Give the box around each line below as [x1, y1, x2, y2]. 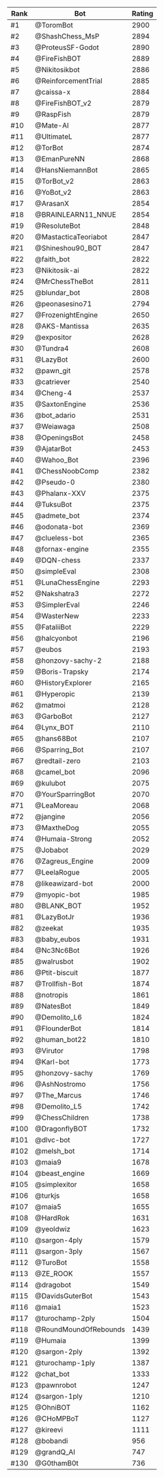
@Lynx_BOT [35, 723, 74, 732]
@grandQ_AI [35, 1448, 76, 1456]
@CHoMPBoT [35, 1414, 79, 1423]
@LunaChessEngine [35, 578, 100, 587]
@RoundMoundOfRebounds [35, 1325, 125, 1334]
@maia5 [35, 1202, 61, 1212]
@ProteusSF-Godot [35, 43, 99, 52]
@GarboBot [35, 711, 73, 721]
